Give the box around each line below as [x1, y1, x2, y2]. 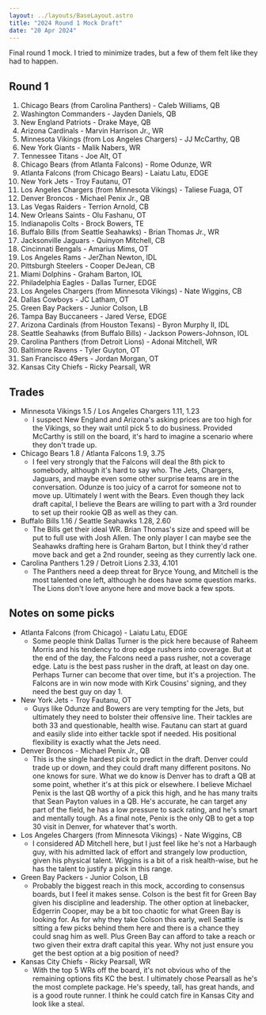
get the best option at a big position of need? [32, 948, 179, 958]
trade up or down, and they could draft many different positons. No [32, 762, 252, 772]
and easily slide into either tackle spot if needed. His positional [32, 728, 237, 739]
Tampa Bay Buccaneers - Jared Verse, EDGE [20, 311, 167, 322]
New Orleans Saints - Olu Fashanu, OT [20, 210, 147, 220]
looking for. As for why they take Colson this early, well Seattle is [32, 914, 244, 924]
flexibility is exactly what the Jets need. [32, 737, 161, 747]
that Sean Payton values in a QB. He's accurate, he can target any [32, 796, 248, 806]
